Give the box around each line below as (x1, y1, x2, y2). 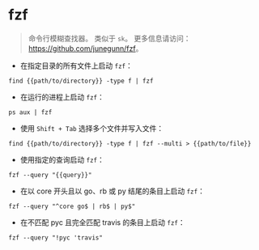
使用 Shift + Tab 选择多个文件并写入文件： (19, 123, 164, 133)
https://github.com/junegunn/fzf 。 (28, 43, 143, 53)
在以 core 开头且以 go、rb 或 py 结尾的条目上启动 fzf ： (19, 186, 205, 196)
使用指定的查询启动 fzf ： (19, 155, 105, 164)
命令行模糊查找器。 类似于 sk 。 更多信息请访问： (28, 33, 191, 43)
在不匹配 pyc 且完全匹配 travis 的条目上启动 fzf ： (19, 217, 186, 227)
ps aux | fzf (8, 108, 53, 117)
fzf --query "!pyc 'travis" (8, 233, 104, 242)
